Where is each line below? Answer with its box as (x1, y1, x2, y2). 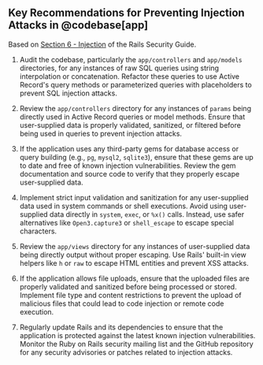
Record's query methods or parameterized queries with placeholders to (19, 80, 252, 89)
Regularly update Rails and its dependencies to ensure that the (19, 322, 224, 332)
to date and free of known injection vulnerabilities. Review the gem (19, 161, 236, 170)
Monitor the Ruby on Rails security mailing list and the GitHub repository (19, 339, 254, 348)
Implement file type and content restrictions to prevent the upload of (19, 290, 242, 300)
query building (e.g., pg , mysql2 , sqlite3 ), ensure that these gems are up (19, 152, 254, 162)
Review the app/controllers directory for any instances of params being (19, 103, 252, 113)
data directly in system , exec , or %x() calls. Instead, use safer (50, 209, 245, 219)
